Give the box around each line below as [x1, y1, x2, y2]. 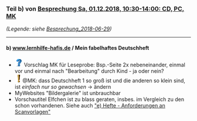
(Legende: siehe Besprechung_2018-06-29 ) [6, 25, 112, 32]
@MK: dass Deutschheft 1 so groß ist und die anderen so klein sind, [22, 77, 186, 84]
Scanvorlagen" [14, 108, 51, 115]
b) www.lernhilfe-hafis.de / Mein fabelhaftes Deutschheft [6, 44, 150, 51]
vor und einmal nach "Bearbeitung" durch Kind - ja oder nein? [14, 67, 164, 75]
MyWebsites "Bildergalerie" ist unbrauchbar [14, 89, 121, 96]
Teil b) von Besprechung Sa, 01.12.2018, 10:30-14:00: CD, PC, [6, 5, 185, 13]
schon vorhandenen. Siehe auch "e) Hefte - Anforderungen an [14, 102, 165, 109]
